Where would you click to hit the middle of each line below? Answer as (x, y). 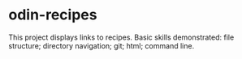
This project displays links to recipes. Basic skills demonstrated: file (121, 37)
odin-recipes (53, 15)
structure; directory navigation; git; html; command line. (102, 45)
